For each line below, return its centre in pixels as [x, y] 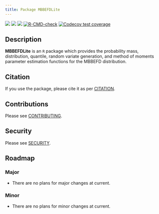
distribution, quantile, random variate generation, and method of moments [79, 56]
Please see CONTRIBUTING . [34, 116]
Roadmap [20, 159]
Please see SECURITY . [28, 143]
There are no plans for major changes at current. [61, 183]
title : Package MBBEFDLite [33, 10]
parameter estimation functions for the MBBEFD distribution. [66, 62]
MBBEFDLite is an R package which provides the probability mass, [72, 51]
